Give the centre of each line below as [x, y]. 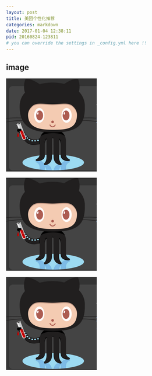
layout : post [22, 12]
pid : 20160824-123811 [32, 37]
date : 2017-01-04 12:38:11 [39, 31]
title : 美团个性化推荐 [31, 18]
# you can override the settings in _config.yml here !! [77, 43]
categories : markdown [32, 25]
